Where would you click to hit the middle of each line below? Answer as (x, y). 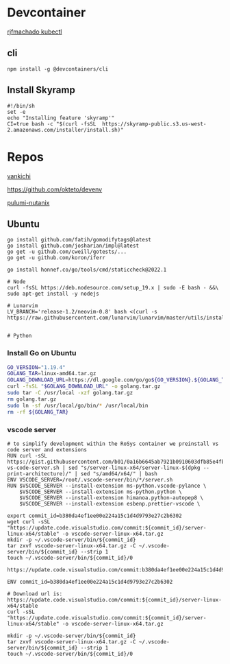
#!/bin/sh (21, 106)
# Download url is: (35, 594)
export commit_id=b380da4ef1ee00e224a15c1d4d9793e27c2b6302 (95, 516)
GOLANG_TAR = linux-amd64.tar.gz (52, 374)
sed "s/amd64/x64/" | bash (119, 474)
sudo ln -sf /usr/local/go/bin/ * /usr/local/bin (78, 405)
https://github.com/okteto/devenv (55, 189)
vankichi (19, 176)
